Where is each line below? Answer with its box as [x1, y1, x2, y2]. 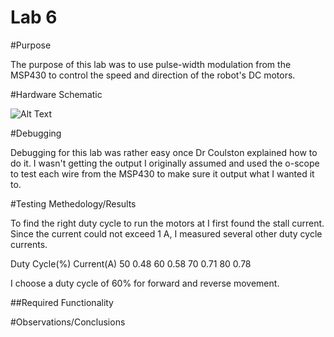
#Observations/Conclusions [10, 316, 126, 328]
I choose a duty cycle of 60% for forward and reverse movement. [10, 277, 280, 289]
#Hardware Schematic [10, 88, 103, 100]
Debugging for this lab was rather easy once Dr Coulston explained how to [10, 146, 318, 158]
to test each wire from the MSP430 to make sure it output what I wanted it [10, 167, 315, 180]
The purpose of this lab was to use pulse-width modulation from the [10, 58, 292, 70]
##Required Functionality [10, 296, 114, 308]
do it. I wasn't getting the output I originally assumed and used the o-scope [10, 157, 320, 169]
